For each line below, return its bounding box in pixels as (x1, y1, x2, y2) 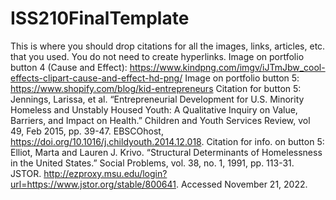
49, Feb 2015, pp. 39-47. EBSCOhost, (10, 125, 164, 137)
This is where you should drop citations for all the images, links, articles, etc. (10, 40, 326, 52)
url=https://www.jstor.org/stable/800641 (10, 178, 177, 190)
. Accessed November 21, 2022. (175, 178, 308, 190)
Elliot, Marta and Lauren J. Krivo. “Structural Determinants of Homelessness (10, 146, 323, 158)
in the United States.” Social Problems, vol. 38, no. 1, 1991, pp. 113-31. (10, 157, 295, 169)
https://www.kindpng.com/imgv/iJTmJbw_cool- (129, 61, 326, 73)
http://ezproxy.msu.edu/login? (43, 167, 168, 179)
